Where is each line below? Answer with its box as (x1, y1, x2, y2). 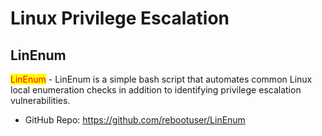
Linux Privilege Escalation (10, 7, 230, 30)
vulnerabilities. (10, 95, 71, 106)
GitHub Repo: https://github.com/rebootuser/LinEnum (24, 114, 246, 126)
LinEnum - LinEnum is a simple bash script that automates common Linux (10, 73, 313, 85)
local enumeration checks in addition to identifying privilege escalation (10, 84, 302, 96)
